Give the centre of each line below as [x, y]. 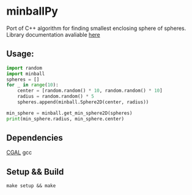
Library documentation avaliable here [53, 34]
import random [24, 68]
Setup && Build [35, 171]
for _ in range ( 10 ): [33, 85]
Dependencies [35, 138]
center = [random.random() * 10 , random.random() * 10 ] [90, 91]
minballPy [32, 11]
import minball [26, 74]
